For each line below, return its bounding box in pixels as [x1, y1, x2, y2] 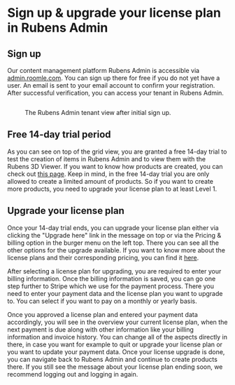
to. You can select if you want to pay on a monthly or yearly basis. [7, 297, 197, 305]
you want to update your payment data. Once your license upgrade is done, [7, 347, 225, 356]
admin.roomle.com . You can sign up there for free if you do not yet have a [7, 74, 220, 82]
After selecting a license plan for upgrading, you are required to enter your [7, 266, 222, 275]
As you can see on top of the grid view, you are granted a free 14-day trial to [7, 147, 227, 156]
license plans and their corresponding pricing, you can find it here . [7, 253, 199, 262]
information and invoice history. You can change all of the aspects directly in [7, 332, 228, 341]
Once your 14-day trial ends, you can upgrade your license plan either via [7, 223, 219, 232]
